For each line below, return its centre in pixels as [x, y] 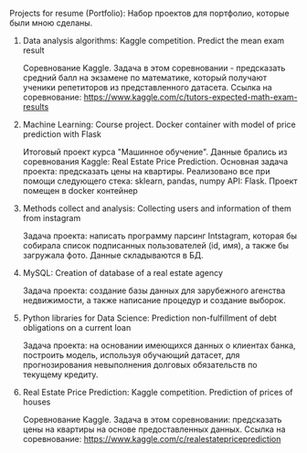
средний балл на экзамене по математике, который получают [145, 78]
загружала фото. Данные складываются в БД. [113, 255]
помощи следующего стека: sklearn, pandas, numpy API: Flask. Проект [160, 181]
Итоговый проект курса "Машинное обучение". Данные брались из [155, 152]
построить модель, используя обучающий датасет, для [131, 355]
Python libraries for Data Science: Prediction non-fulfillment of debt [149, 318]
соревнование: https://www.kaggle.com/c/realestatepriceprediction [152, 439]
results [36, 107]
